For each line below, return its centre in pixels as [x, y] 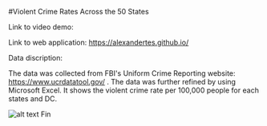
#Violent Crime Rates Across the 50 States [79, 12]
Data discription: [35, 58]
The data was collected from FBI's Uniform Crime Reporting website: [122, 73]
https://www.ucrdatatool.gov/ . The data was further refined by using [122, 82]
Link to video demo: [41, 27]
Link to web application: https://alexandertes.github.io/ [99, 42]
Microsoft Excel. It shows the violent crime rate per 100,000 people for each [133, 90]
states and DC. [33, 98]
